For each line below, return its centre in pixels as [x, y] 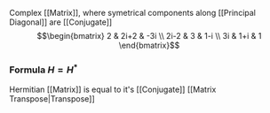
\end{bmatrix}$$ [149, 45]
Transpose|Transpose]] [52, 98]
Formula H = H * [44, 69]
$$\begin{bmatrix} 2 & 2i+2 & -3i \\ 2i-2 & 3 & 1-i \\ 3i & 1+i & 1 [149, 36]
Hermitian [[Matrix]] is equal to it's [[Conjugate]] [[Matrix [113, 89]
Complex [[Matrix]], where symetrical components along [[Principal [132, 13]
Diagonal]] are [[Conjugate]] [61, 22]
